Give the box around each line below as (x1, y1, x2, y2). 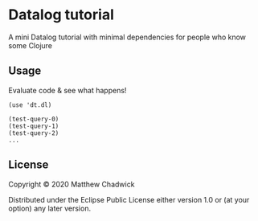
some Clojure (8, 40, 53, 50)
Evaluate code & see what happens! (8, 85, 127, 95)
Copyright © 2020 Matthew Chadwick (8, 179, 135, 189)
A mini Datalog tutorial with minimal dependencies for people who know (8, 32, 247, 42)
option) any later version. (8, 203, 91, 213)
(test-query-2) (8, 129, 59, 137)
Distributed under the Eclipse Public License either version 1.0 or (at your (8, 194, 250, 204)
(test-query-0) (8, 115, 59, 123)
